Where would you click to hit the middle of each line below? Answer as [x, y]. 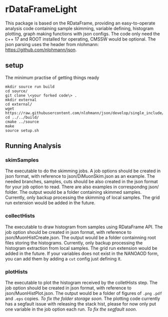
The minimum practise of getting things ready [52, 77]
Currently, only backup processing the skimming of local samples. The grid [82, 198]
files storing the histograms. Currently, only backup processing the [74, 243]
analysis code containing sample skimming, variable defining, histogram [79, 28]
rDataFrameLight [41, 9]
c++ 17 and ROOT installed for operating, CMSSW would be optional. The [80, 39]
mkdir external [21, 100]
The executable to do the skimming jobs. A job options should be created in [83, 171]
